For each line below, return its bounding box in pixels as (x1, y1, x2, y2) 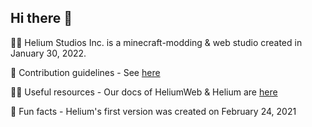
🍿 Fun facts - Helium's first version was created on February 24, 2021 (10, 105, 297, 117)
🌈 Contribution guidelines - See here (10, 66, 161, 78)
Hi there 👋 (10, 10, 73, 27)
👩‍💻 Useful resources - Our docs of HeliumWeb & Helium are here (10, 86, 278, 98)
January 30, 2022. (10, 47, 87, 59)
